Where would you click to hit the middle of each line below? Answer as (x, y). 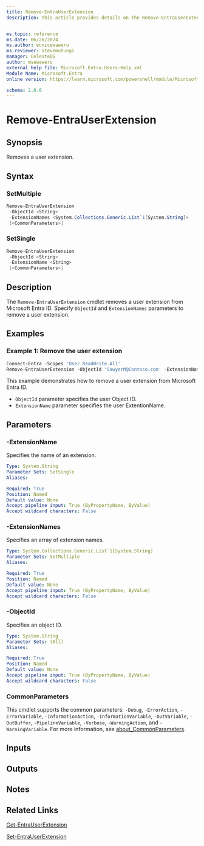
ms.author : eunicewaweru (38, 45)
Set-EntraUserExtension (36, 837)
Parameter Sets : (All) (35, 642)
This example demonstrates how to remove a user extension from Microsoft (101, 381)
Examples (25, 334)
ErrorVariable (24, 717)
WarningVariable (27, 730)
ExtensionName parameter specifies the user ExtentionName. (90, 405)
